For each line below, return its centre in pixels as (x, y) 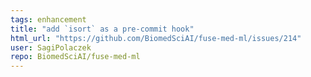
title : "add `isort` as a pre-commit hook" (102, 29)
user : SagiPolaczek (51, 47)
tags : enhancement (48, 19)
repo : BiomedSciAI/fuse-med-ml (75, 57)
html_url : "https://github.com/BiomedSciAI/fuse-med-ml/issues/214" (156, 38)
